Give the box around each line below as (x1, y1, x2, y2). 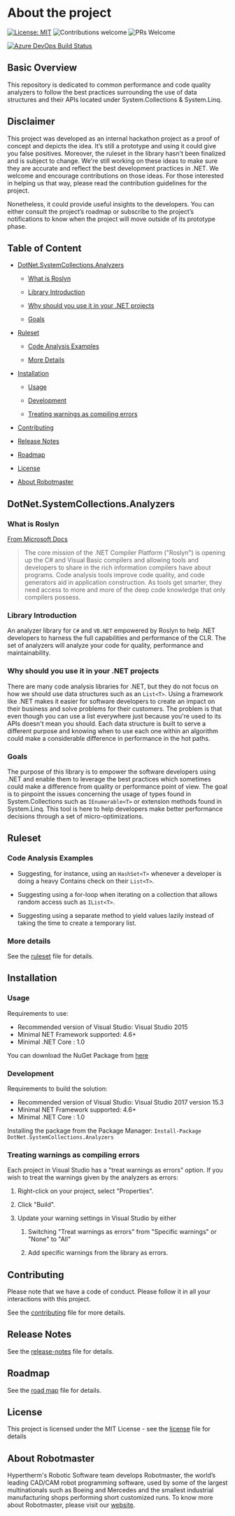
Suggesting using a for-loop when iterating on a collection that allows (17, 890, 218, 898)
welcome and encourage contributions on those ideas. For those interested (7, 171, 224, 180)
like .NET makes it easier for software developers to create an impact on (7, 697, 215, 705)
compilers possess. (24, 593, 81, 602)
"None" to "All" (27, 1235, 71, 1243)
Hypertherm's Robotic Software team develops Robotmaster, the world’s (7, 1471, 216, 1480)
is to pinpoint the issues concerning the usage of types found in (7, 789, 191, 798)
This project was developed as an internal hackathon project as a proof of (7, 134, 220, 143)
